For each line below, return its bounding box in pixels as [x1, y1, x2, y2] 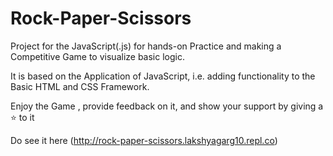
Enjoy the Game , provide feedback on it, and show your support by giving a [10, 100, 324, 112]
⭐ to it [10, 111, 35, 123]
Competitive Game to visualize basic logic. [10, 50, 185, 62]
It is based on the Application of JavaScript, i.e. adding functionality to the [10, 70, 316, 82]
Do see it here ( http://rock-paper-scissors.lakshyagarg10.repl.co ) [10, 134, 278, 146]
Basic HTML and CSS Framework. [10, 80, 150, 92]
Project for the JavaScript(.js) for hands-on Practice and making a [10, 40, 282, 52]
